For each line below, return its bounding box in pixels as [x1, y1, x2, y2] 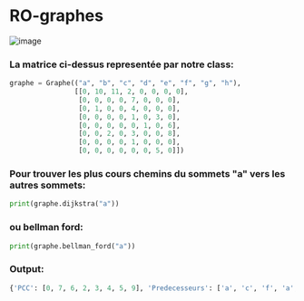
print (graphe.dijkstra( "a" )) [9, 199, 120, 209]
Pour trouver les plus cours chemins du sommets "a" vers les [9, 168, 286, 180]
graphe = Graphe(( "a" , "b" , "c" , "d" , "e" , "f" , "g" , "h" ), [9, 79, 242, 88]
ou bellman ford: [9, 221, 83, 234]
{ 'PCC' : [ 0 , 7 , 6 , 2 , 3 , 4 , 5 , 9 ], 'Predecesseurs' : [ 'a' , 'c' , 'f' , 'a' [9, 283, 295, 293]
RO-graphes [9, 5, 104, 26]
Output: [9, 263, 44, 276]
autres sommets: [9, 179, 86, 191]
